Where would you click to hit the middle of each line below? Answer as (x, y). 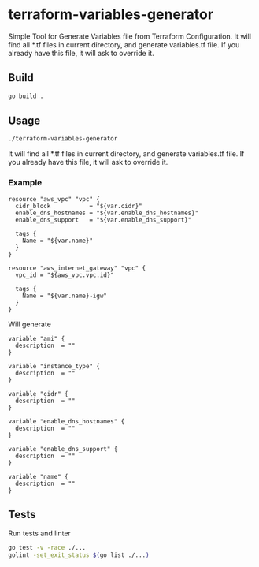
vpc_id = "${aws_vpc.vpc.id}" (65, 275)
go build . (26, 96)
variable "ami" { (37, 338)
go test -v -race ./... (47, 548)
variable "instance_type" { (54, 366)
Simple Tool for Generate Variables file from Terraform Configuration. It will (130, 36)
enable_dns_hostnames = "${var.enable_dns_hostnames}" (107, 213)
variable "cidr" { (38, 394)
